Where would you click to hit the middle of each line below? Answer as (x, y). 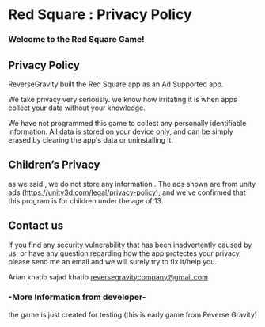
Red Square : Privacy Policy (100, 15)
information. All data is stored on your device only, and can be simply (121, 131)
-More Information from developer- (77, 297)
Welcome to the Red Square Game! (76, 40)
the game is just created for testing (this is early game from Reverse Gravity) (133, 314)
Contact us (36, 226)
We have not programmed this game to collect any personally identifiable (127, 123)
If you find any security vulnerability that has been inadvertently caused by (130, 245)
